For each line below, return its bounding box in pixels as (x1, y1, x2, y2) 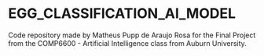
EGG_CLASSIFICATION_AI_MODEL (8, 5, 236, 23)
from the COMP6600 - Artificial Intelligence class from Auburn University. (8, 38, 247, 47)
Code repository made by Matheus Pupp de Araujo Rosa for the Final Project (8, 30, 256, 40)
